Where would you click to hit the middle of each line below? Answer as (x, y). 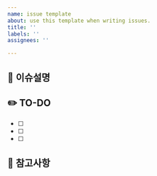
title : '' (22, 27)
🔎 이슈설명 (29, 77)
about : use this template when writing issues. (79, 21)
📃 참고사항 (29, 163)
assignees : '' (28, 41)
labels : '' (23, 34)
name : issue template (39, 14)
